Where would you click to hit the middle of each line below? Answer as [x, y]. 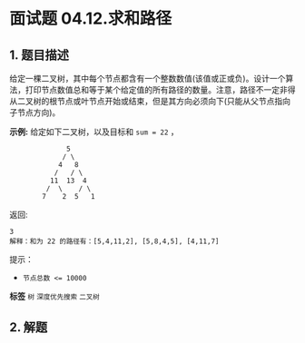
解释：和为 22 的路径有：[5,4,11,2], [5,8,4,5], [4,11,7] [114, 241]
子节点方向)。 [35, 113]
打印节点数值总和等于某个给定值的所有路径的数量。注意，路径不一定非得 [160, 90]
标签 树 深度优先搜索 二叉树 [54, 296]
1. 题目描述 [39, 55]
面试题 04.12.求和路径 [91, 19]
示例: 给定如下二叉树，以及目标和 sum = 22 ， [94, 132]
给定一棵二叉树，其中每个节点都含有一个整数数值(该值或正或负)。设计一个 [148, 78]
